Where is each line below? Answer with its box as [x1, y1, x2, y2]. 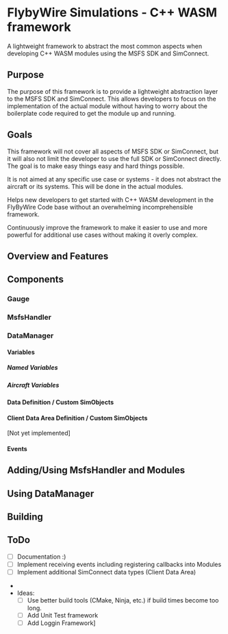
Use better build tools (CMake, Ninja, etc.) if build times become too [27, 596, 219, 605]
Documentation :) [16, 553, 66, 561]
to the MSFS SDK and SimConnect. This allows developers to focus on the [7, 94, 217, 103]
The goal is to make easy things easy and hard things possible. [7, 162, 185, 170]
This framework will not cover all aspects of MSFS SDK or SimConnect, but [7, 147, 219, 155]
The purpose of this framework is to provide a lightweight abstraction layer [7, 87, 218, 95]
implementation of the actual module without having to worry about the [7, 101, 207, 110]
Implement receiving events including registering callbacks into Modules [16, 560, 222, 568]
